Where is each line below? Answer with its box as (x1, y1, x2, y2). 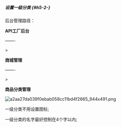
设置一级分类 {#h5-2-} (5, 4, 51, 10)
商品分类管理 (5, 86, 31, 92)
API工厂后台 (5, 28, 30, 34)
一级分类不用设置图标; (5, 106, 50, 112)
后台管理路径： (5, 18, 35, 23)
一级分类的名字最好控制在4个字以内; (5, 116, 78, 122)
